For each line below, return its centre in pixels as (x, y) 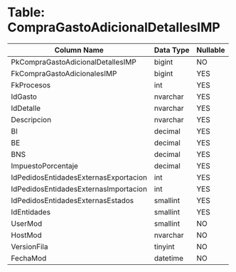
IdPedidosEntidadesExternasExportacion (79, 177)
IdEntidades (31, 212)
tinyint (165, 246)
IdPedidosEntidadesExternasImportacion (79, 189)
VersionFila (29, 246)
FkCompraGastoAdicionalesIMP (64, 73)
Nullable (211, 50)
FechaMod (29, 258)
